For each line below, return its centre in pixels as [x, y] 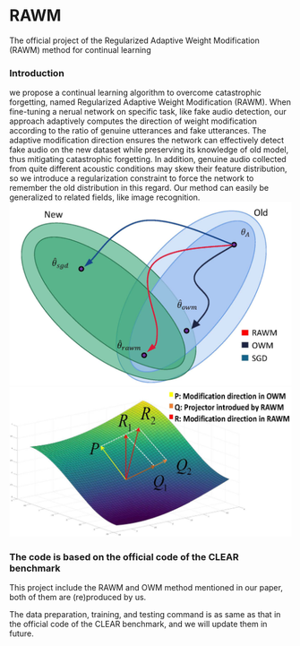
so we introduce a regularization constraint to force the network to [132, 178]
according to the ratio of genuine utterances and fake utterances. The [138, 131]
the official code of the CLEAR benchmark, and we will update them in [138, 624]
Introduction [37, 73]
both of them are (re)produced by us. [78, 598]
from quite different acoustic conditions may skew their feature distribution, [149, 169]
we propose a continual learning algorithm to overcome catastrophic [136, 93]
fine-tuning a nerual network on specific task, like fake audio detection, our [148, 112]
